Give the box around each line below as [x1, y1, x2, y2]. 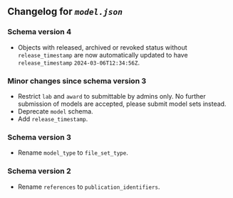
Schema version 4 [7, 27, 72, 37]
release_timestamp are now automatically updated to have [17, 50, 188, 59]
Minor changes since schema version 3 [7, 76, 147, 86]
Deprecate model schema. [17, 106, 94, 116]
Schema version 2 [7, 166, 71, 176]
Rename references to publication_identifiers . [17, 182, 160, 191]
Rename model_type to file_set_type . [17, 148, 128, 157]
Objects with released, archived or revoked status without [17, 43, 187, 52]
